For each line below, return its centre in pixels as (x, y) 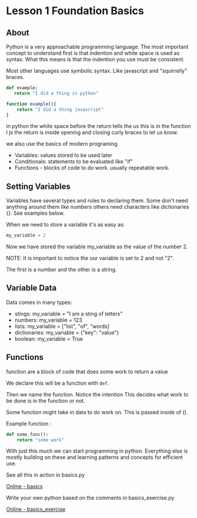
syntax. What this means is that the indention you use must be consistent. (96, 59)
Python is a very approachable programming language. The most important (97, 47)
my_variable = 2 (26, 235)
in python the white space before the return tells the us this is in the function (98, 126)
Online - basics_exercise (36, 509)
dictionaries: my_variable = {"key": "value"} (67, 332)
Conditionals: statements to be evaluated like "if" (74, 162)
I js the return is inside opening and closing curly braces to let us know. (92, 132)
